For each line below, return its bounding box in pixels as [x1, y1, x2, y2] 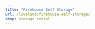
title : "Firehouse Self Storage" [5, 7, 75, 12]
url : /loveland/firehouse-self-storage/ [5, 12, 91, 17]
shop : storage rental [5, 16, 50, 21]
